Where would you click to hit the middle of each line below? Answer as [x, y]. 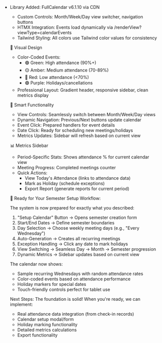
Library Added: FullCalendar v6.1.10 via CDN [55, 7]
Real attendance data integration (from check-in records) [76, 314]
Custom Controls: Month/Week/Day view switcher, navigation [80, 17]
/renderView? [128, 27]
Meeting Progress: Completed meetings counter [66, 168]
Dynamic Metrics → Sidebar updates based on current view [78, 254]
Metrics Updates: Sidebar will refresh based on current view [79, 136]
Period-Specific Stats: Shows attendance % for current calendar [83, 157]
